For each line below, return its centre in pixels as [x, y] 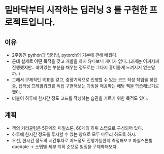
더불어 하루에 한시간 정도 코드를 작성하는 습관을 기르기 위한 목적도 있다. [80, 98]
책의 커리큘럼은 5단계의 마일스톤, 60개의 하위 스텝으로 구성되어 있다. [77, 128]
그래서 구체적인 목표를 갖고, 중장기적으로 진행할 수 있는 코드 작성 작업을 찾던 [85, 80]
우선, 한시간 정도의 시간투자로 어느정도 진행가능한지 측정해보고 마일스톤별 [82, 140]
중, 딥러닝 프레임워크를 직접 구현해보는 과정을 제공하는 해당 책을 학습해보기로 [85, 86]
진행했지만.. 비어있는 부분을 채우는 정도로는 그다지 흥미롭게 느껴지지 [77, 67]
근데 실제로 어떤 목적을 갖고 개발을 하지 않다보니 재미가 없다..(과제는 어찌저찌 [85, 61]
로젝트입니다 [29, 22]
